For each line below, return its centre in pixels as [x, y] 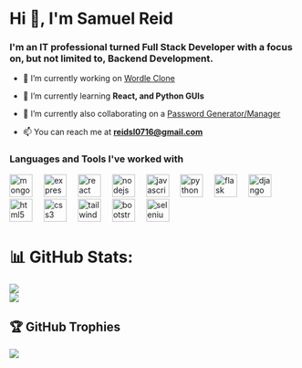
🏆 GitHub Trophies [65, 327]
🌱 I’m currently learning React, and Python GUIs [114, 96]
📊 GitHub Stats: [72, 257]
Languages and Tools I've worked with [97, 159]
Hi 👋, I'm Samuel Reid [91, 19]
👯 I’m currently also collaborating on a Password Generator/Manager [151, 114]
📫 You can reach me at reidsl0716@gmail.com [113, 132]
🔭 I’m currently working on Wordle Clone [99, 79]
